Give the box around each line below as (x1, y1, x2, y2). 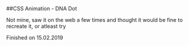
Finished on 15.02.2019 (6, 34, 63, 41)
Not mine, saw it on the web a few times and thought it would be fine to (6, 17, 183, 23)
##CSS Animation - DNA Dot (6, 5, 77, 12)
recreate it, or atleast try (6, 23, 66, 29)
